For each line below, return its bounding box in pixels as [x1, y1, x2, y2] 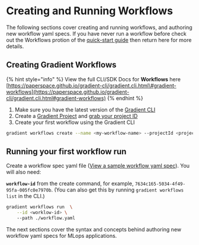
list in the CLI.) [6, 193, 46, 200]
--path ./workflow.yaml [17, 215, 76, 221]
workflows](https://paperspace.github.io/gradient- [6, 88, 130, 96]
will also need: [6, 168, 41, 176]
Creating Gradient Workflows [6, 60, 117, 70]
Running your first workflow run [6, 147, 127, 157]
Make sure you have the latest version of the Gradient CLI [14, 106, 156, 113]
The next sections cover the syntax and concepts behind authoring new [6, 226, 182, 233]
